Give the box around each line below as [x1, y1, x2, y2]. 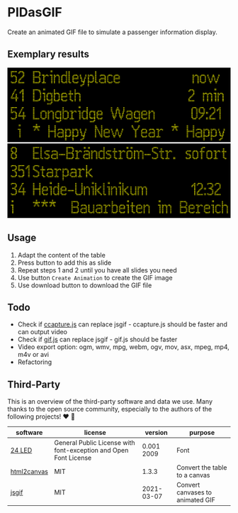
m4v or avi [17, 351, 50, 359]
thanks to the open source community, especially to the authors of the [7, 405, 212, 414]
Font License [54, 453, 92, 462]
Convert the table [176, 463, 227, 472]
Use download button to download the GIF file [17, 281, 152, 289]
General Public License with [54, 438, 136, 447]
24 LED [10, 446, 33, 454]
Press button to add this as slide [17, 258, 112, 267]
